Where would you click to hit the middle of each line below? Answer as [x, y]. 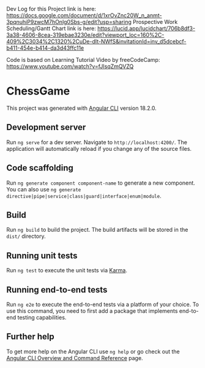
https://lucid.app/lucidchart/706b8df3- [147, 28]
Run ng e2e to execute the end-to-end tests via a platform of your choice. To [103, 304]
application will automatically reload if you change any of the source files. [99, 148]
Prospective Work [155, 22]
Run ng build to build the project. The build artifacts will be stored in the [97, 230]
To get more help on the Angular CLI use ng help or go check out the [93, 351]
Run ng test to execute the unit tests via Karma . [67, 270]
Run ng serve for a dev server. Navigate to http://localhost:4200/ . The [97, 142]
